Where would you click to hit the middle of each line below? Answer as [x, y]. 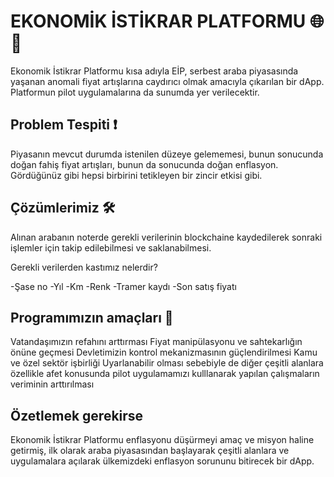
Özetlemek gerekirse [77, 415]
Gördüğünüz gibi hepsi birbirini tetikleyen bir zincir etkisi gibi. [136, 175]
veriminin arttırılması [52, 384]
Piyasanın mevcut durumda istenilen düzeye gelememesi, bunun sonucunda [167, 154]
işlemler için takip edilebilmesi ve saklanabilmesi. [111, 247]
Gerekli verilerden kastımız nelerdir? [84, 267]
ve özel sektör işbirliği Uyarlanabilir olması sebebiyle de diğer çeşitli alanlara [167, 363]
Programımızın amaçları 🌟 [92, 317]
